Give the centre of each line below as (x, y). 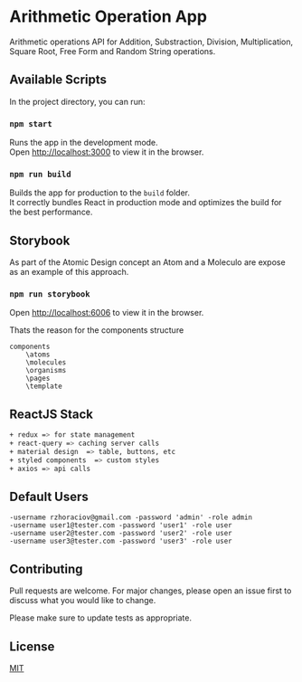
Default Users (49, 497)
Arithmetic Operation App (109, 17)
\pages (38, 379)
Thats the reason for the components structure (97, 330)
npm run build (40, 174)
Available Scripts (58, 80)
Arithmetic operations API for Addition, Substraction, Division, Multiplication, (151, 42)
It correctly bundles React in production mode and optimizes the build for (146, 203)
